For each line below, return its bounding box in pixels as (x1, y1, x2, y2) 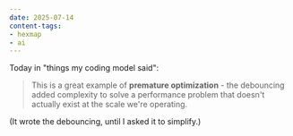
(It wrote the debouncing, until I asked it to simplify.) (9, 116, 202, 127)
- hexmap (9, 30, 42, 38)
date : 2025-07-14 (9, 13, 74, 22)
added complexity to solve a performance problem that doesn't (30, 89, 265, 100)
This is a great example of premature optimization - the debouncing (30, 80, 285, 90)
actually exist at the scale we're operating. (30, 99, 188, 110)
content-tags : (9, 21, 63, 30)
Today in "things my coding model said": (9, 63, 159, 73)
